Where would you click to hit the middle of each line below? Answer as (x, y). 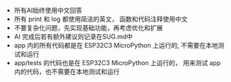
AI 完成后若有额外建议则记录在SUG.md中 (73, 36)
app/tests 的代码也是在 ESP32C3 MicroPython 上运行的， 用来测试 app (117, 63)
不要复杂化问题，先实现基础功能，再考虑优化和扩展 (88, 28)
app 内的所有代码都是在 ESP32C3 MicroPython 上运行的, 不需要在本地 (116, 45)
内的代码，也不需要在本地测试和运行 (67, 71)
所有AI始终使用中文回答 (48, 10)
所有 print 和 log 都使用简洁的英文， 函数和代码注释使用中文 (101, 19)
